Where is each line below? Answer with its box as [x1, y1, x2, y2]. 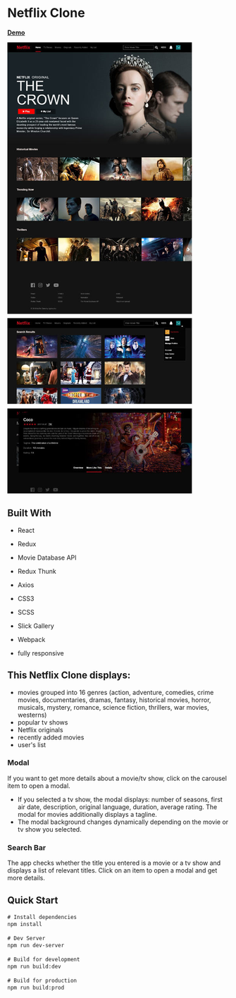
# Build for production [7, 977, 77, 984]
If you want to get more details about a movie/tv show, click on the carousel [7, 774, 228, 782]
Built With [7, 507, 51, 519]
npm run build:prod [7, 984, 65, 991]
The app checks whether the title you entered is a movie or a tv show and [7, 858, 221, 868]
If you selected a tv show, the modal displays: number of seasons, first [17, 795, 223, 803]
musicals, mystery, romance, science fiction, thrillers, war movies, [17, 703, 209, 711]
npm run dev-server [7, 942, 65, 949]
